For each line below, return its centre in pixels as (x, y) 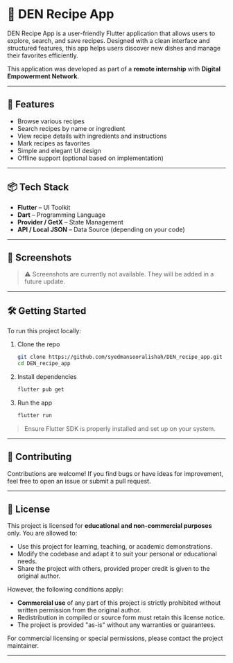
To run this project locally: (44, 331)
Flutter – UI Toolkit (44, 207)
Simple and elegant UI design (59, 150)
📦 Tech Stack (38, 187)
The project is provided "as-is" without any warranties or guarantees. (116, 625)
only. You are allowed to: (42, 533)
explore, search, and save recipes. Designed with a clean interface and (109, 40)
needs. (27, 561)
